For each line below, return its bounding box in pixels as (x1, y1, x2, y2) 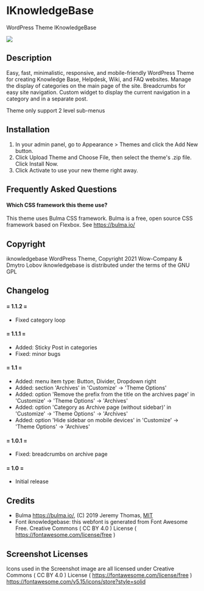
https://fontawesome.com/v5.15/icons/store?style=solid (6, 578, 146, 585)
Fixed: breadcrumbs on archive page (15, 450, 108, 458)
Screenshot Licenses (6, 549, 88, 559)
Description (6, 53, 52, 63)
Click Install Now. (15, 160, 59, 168)
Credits (6, 495, 35, 506)
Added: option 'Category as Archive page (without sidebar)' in (15, 403, 172, 411)
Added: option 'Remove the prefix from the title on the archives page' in (15, 391, 195, 398)
